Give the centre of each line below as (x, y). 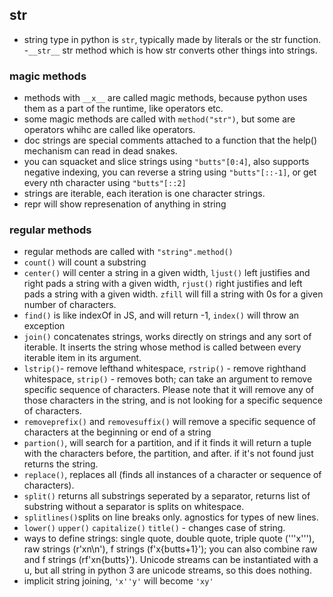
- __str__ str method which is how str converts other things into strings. (170, 50)
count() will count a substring (85, 262)
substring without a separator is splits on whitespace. (134, 507)
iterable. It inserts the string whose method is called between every (162, 347)
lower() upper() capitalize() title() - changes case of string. (154, 528)
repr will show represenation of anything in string (125, 204)
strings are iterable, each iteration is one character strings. (144, 194)
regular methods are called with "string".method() (128, 252)
